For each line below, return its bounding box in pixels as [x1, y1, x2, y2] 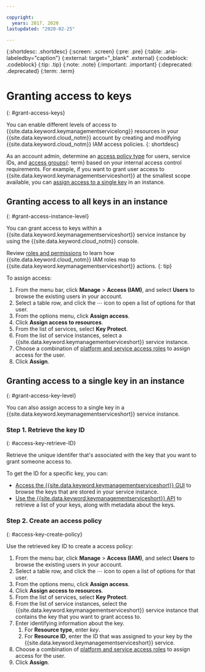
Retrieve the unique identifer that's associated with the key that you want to [6, 451, 197, 459]
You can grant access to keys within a [6, 224, 102, 232]
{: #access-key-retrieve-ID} [6, 440, 76, 447]
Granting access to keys [6, 89, 132, 103]
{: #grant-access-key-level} [6, 392, 76, 399]
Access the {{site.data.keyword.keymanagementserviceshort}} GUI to [15, 482, 192, 489]
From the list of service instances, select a [15, 332, 122, 339]
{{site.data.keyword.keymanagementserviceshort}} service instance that [15, 606, 199, 614]
